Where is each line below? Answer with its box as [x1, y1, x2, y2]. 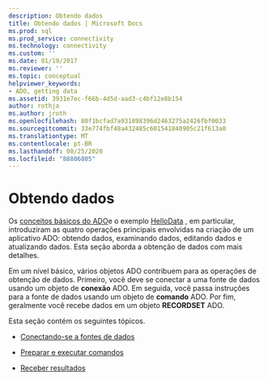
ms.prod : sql [8, 27, 53, 35]
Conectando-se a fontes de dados [19, 332, 135, 342]
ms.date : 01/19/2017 [8, 57, 79, 65]
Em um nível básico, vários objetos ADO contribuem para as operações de [8, 266, 257, 276]
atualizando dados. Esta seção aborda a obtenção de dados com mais [8, 242, 243, 251]
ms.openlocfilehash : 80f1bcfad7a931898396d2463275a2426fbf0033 [8, 117, 227, 125]
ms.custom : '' [8, 49, 57, 57]
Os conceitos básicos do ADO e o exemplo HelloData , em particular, [8, 216, 236, 226]
